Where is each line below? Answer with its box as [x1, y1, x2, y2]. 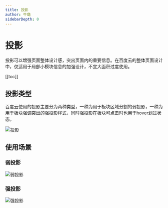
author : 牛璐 [5, 12, 31, 17]
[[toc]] [5, 74, 18, 80]
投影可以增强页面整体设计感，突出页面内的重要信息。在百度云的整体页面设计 [5, 57, 163, 63]
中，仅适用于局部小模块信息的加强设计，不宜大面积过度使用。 [5, 64, 132, 70]
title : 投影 [5, 7, 28, 13]
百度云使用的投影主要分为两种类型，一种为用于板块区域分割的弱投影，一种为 [5, 104, 163, 110]
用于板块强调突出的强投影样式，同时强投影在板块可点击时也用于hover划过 [5, 110, 157, 116]
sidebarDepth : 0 [5, 17, 39, 22]
